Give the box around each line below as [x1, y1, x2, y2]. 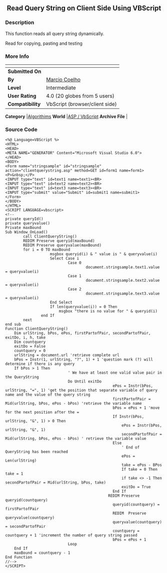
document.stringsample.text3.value [85, 291, 160, 296]
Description [5, 19, 34, 26]
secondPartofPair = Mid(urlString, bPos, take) [5, 480, 106, 485]
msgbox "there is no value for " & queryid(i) [58, 309, 157, 314]
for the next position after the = [5, 410, 79, 415]
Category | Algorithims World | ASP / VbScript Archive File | [5, 113, 128, 120]
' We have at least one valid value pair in [67, 370, 162, 376]
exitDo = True [121, 485, 151, 490]
